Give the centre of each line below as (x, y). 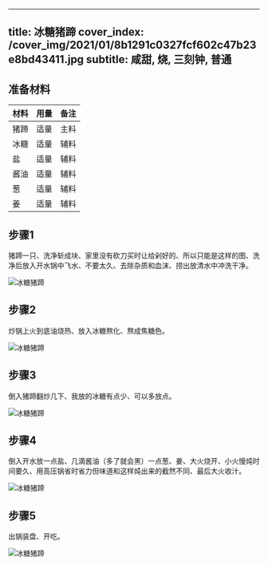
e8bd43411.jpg (46, 59)
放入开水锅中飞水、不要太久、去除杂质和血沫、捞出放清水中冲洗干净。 (137, 266)
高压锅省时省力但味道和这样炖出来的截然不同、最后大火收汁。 (144, 471)
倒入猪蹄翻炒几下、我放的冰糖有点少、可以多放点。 (92, 396)
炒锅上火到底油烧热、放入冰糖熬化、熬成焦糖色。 (89, 330)
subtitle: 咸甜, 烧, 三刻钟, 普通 (159, 59)
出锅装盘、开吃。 (36, 536)
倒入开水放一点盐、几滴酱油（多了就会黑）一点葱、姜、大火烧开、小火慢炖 (130, 461)
